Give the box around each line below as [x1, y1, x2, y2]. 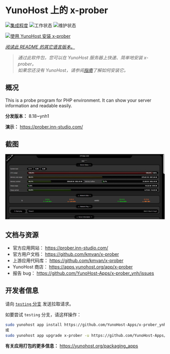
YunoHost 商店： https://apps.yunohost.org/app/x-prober [12, 264, 133, 270]
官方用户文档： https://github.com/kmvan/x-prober [12, 251, 119, 257]
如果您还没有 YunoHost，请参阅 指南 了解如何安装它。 [17, 67, 129, 73]
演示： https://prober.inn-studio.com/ [5, 123, 83, 129]
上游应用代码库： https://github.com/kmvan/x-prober [12, 257, 124, 263]
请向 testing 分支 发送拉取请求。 [5, 300, 74, 306]
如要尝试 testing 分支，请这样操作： [5, 312, 81, 318]
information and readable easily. [5, 102, 72, 109]
